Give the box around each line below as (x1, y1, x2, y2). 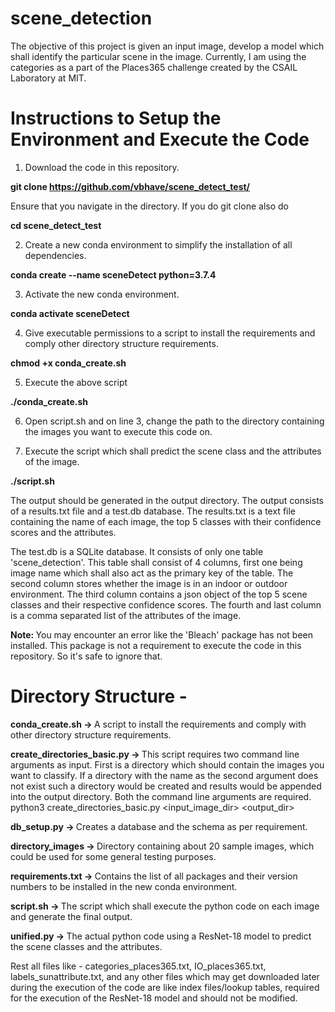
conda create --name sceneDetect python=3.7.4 (10, 268, 217, 281)
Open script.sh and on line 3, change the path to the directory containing (24, 415, 325, 427)
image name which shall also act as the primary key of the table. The (10, 567, 294, 579)
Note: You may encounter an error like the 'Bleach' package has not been (10, 628, 314, 641)
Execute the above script (24, 376, 128, 388)
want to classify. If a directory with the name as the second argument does (10, 769, 319, 781)
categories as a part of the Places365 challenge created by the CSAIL (10, 61, 298, 73)
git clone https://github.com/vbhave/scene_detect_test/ (10, 180, 251, 192)
